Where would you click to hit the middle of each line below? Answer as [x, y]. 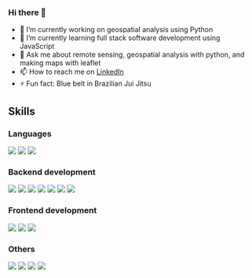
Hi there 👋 [27, 13]
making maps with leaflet [60, 63]
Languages [30, 134]
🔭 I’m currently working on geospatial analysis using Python [116, 30]
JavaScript [37, 46]
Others [22, 249]
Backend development [52, 172]
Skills [22, 111]
